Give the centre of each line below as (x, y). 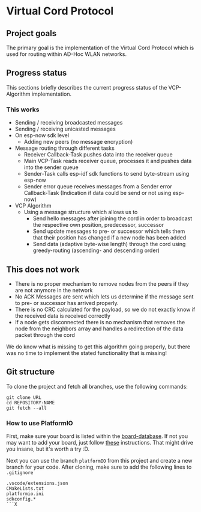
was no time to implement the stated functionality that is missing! (86, 353)
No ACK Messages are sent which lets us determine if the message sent (104, 297)
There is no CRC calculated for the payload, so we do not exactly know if (105, 309)
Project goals (31, 33)
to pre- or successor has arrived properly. (67, 303)
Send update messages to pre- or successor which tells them (109, 231)
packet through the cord (45, 335)
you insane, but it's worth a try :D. (48, 449)
